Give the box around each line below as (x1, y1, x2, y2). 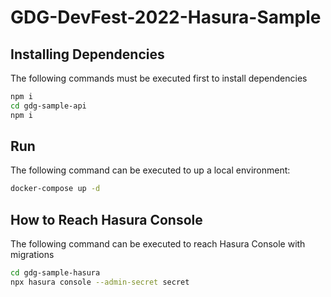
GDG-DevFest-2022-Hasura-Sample (10, 6, 322, 29)
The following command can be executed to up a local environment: (10, 164, 291, 176)
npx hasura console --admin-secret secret (10, 277, 190, 287)
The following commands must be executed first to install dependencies (10, 72, 308, 84)
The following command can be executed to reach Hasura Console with (10, 238, 306, 250)
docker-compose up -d (10, 184, 101, 194)
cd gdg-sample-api (10, 101, 87, 111)
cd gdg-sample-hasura (10, 268, 101, 278)
